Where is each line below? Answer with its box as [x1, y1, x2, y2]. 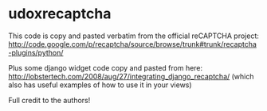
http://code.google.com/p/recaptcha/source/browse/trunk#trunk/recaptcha [8, 39, 257, 48]
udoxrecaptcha [8, 5, 112, 23]
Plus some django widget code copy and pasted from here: [8, 63, 203, 72]
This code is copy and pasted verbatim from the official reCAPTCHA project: [8, 31, 259, 40]
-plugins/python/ [8, 48, 64, 57]
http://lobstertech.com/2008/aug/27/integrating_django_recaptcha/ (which [8, 71, 254, 81]
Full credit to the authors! [8, 95, 91, 105]
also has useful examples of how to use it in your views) [8, 80, 193, 90]
